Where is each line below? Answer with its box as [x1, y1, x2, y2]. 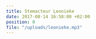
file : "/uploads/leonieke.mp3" [6, 24, 83, 30]
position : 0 [6, 19, 35, 25]
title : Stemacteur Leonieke [6, 8, 75, 14]
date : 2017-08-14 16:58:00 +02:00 [6, 14, 91, 19]
